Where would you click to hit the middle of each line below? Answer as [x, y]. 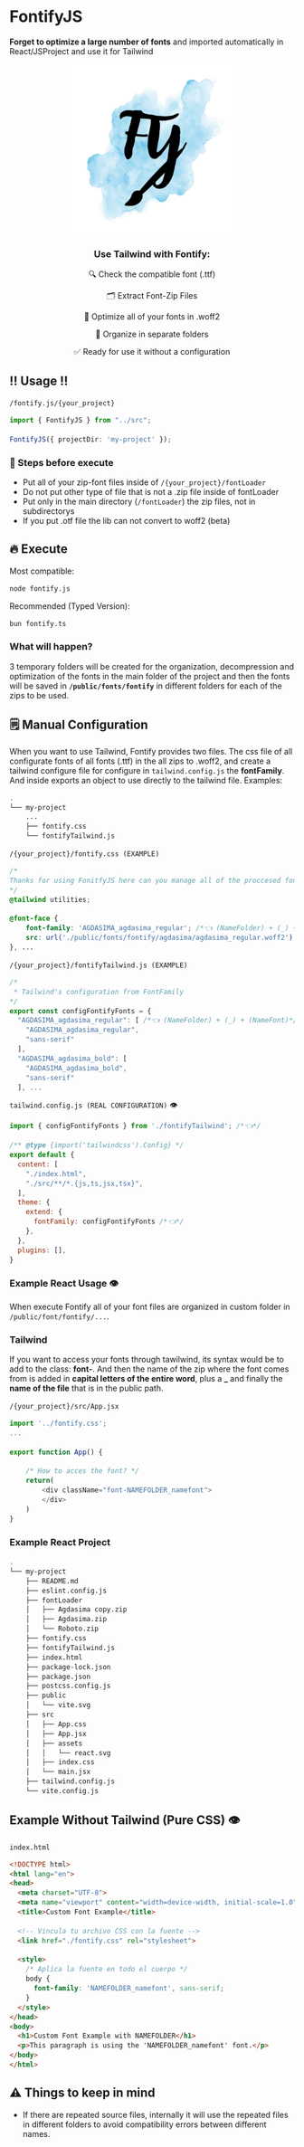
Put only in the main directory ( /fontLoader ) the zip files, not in [139, 501]
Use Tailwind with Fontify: [152, 253]
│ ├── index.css [60, 1762]
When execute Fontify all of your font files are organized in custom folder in [150, 1306]
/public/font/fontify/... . [59, 1316]
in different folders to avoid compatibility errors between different [144, 2124]
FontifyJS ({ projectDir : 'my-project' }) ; [90, 439]
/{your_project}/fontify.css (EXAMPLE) [85, 854]
